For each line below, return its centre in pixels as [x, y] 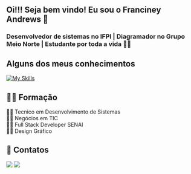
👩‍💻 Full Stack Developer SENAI [45, 124]
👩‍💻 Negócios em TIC [32, 118]
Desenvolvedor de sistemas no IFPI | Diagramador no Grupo [96, 37]
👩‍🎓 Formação [32, 97]
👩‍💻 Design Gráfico [29, 131]
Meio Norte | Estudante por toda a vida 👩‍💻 [69, 44]
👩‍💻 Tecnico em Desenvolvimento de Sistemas [63, 112]
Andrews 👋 [27, 20]
